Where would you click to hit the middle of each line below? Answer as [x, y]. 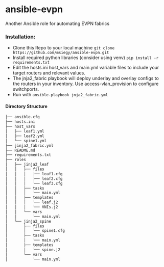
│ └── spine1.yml [26, 141]
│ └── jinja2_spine [28, 221]
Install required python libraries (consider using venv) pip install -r [86, 58]
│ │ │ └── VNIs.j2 [32, 207]
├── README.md [20, 150]
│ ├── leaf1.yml [25, 131]
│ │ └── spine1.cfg [35, 231]
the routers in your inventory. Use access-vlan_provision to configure [86, 84]
